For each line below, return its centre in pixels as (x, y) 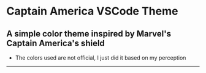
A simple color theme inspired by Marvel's (89, 34)
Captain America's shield (56, 43)
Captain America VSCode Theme (92, 11)
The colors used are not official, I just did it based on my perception (101, 58)
